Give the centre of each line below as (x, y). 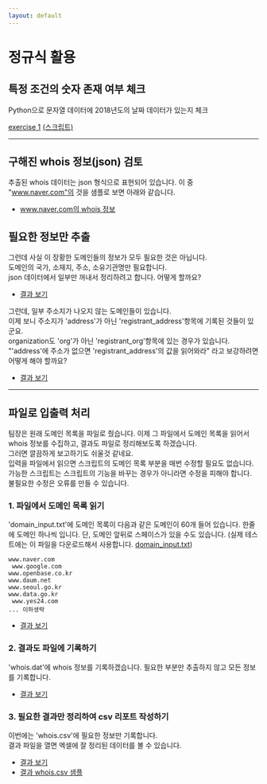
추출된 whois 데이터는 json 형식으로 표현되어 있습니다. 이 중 (101, 182)
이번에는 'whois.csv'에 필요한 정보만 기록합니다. (83, 735)
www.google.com (37, 567)
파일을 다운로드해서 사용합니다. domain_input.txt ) (115, 544)
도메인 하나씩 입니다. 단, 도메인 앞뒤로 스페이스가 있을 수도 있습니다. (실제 (130, 535)
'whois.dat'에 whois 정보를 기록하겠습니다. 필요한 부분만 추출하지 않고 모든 (125, 667)
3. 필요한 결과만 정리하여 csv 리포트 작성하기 (89, 716)
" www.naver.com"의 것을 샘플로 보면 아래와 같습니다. (92, 193)
